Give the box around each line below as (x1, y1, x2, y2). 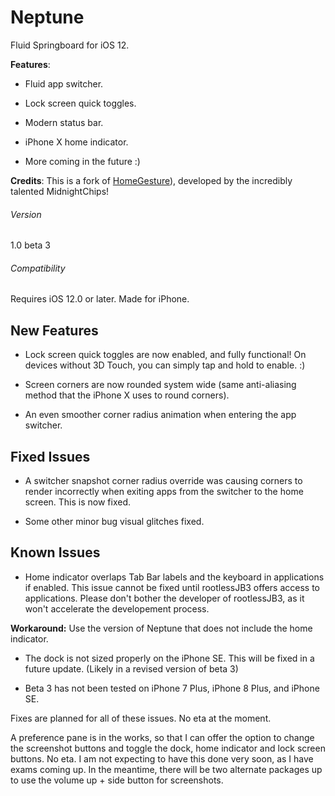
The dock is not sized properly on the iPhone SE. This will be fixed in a (24, 652, 315, 664)
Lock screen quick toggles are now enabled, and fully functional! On (24, 349, 307, 361)
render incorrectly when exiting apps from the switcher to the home (24, 485, 304, 497)
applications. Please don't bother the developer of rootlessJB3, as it (24, 592, 305, 604)
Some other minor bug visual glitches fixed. (24, 515, 205, 527)
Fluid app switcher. (24, 77, 104, 90)
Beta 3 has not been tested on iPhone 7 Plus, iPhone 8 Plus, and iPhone (24, 682, 320, 694)
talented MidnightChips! (10, 185, 110, 197)
